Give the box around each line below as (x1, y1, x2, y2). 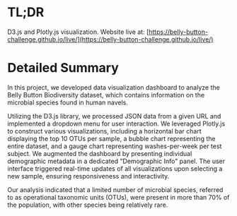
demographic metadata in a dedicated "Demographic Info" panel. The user (7, 157, 225, 165)
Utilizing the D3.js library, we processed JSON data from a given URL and (7, 112, 221, 120)
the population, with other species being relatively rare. (7, 200, 168, 209)
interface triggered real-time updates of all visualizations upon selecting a (7, 164, 223, 173)
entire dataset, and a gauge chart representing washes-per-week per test (7, 142, 222, 150)
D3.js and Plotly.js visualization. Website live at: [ (7, 28, 149, 36)
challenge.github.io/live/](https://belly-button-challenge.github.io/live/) (7, 35, 214, 43)
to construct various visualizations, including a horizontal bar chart (7, 126, 202, 135)
